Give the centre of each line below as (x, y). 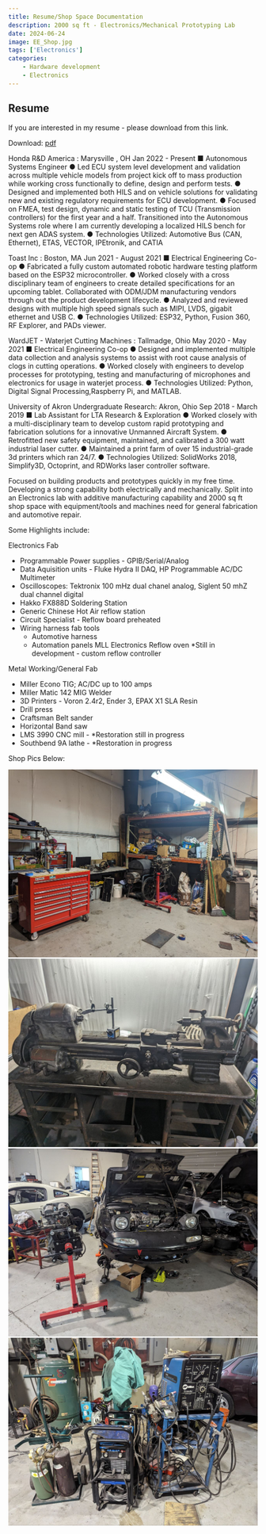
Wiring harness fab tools (60, 628)
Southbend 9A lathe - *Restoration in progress (96, 743)
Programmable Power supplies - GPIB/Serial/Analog (104, 560)
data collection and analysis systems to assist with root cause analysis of (127, 358)
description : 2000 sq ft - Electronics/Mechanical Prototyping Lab (122, 25)
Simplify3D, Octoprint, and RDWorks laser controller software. (109, 465)
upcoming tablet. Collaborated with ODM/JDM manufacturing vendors (122, 291)
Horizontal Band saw (53, 726)
